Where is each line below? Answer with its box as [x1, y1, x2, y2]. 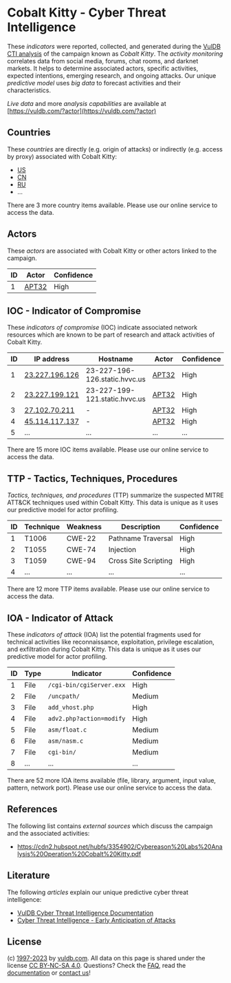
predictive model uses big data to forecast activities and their [7, 78, 181, 87]
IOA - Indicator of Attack [7, 612, 113, 624]
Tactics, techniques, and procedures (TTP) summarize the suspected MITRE [7, 491, 224, 500]
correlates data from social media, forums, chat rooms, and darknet [7, 56, 199, 65]
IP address [34, 355, 70, 364]
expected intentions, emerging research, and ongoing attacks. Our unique [7, 71, 217, 80]
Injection [108, 545, 136, 555]
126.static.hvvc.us [85, 374, 146, 384]
